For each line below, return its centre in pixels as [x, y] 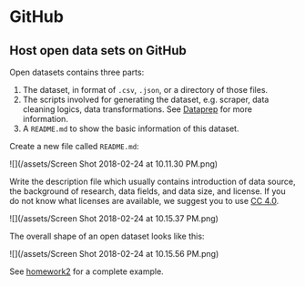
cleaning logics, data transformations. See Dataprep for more [137, 109]
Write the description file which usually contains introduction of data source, [152, 181]
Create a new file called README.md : [74, 146]
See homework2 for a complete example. [86, 271]
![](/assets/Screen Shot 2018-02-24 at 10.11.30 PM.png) [114, 164]
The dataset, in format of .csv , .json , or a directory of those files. [145, 90]
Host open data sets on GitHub [98, 51]
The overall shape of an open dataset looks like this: [107, 236]
